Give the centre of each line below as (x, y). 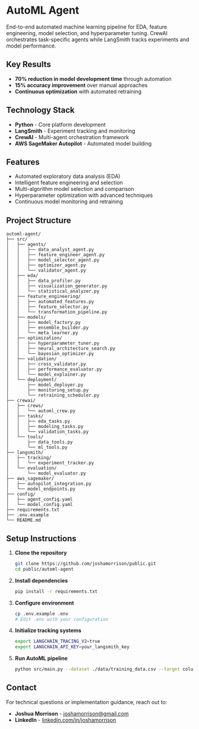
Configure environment (44, 603)
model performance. (31, 46)
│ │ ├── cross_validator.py (46, 364)
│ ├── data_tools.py (40, 442)
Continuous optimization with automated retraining (78, 91)
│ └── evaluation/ (32, 468)
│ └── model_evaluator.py (46, 473)
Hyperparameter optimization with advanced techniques (84, 195)
